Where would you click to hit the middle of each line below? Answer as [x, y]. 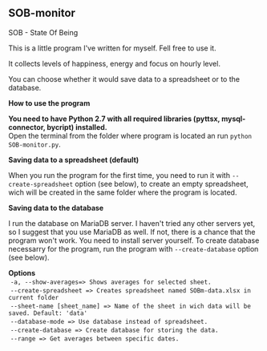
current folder [34, 297]
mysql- [234, 119]
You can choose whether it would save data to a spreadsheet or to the [124, 79]
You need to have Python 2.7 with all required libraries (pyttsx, [114, 119]
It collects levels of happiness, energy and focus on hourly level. [114, 63]
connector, [27, 127]
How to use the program [49, 103]
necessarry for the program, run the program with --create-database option [133, 248]
